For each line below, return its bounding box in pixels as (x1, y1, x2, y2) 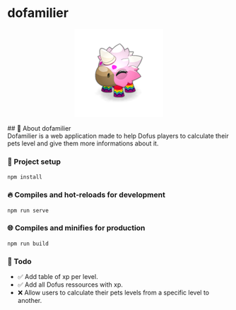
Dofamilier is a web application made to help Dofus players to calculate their (7, 131, 229, 140)
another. (17, 297, 42, 305)
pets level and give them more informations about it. (7, 139, 159, 148)
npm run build (7, 240, 49, 247)
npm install (7, 174, 42, 181)
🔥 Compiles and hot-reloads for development (7, 190, 166, 200)
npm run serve (7, 207, 49, 214)
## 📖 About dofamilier (7, 124, 71, 132)
